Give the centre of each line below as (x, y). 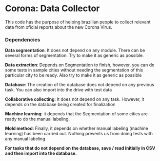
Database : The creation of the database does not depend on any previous (80, 85)
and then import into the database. (41, 153)
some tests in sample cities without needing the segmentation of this (74, 70)
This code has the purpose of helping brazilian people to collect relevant (78, 22)
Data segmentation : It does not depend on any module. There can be (75, 50)
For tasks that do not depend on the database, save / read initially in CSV (80, 148)
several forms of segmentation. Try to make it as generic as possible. (74, 55)
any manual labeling (25, 139)
